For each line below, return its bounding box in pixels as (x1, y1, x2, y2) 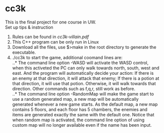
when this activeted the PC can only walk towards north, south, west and (12, 65, 160, 71)
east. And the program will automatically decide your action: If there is (12, 70, 154, 76)
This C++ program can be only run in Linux (12, 39, 99, 44)
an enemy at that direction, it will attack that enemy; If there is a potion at (12, 75, 160, 81)
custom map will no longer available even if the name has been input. (12, 122, 152, 128)
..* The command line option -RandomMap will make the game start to (12, 91, 154, 97)
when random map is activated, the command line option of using (12, 117, 145, 123)
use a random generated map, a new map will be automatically (12, 96, 139, 102)
